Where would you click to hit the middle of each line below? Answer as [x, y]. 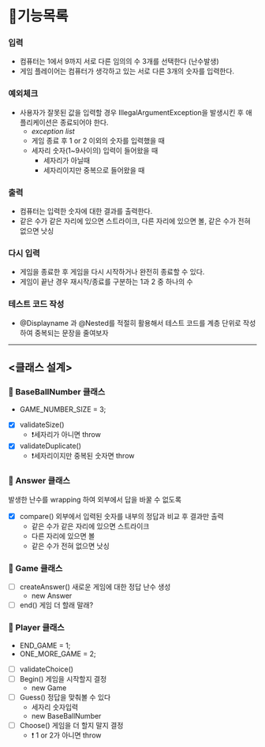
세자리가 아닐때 [67, 160]
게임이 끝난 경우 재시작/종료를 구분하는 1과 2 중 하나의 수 [106, 282]
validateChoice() [46, 669]
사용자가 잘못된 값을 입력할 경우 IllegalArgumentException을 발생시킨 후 [132, 112]
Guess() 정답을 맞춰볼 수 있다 [65, 697]
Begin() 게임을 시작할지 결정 [63, 678]
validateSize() [42, 425]
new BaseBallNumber [66, 715]
